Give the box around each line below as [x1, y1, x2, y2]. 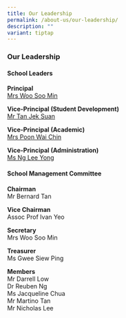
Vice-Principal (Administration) [7, 146, 99, 155]
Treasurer [7, 246, 36, 255]
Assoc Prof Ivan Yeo [7, 213, 65, 221]
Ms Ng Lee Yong [7, 153, 54, 162]
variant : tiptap [7, 29, 54, 36]
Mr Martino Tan [7, 297, 51, 305]
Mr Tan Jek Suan [7, 112, 56, 120]
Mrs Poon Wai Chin [7, 133, 62, 141]
